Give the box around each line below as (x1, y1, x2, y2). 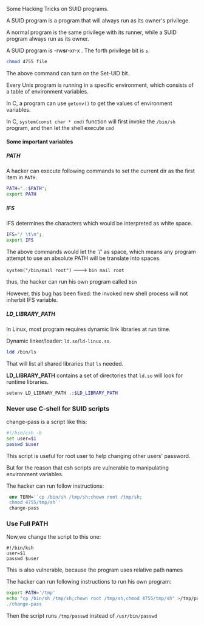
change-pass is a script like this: (6, 418, 87, 425)
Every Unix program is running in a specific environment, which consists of (6, 81, 194, 89)
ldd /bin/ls (6, 349, 36, 355)
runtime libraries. (6, 378, 49, 385)
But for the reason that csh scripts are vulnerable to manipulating (6, 464, 169, 471)
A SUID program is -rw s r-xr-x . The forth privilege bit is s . (6, 47, 150, 54)
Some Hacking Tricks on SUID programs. (6, 5, 109, 12)
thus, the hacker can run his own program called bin (6, 278, 137, 285)
